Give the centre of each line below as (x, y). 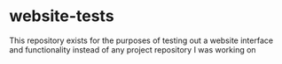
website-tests (62, 16)
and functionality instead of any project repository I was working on (133, 49)
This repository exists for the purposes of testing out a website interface (141, 40)
